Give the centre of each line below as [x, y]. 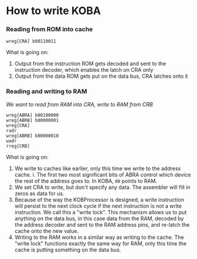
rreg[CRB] [18, 146]
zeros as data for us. [39, 193]
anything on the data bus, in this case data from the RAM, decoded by [99, 218]
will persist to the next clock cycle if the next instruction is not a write [98, 206]
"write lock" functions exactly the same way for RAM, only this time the [100, 243]
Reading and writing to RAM [47, 91]
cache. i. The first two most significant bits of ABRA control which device [103, 174]
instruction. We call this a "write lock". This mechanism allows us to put [101, 212]
